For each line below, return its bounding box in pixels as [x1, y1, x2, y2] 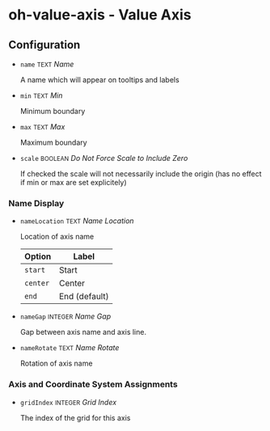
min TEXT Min [19, 91, 63, 100]
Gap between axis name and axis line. [19, 327, 147, 337]
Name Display [8, 197, 65, 209]
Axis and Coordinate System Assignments [8, 378, 178, 390]
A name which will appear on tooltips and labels [19, 75, 179, 84]
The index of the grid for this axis [19, 412, 131, 422]
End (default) [59, 291, 109, 302]
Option [23, 251, 52, 262]
